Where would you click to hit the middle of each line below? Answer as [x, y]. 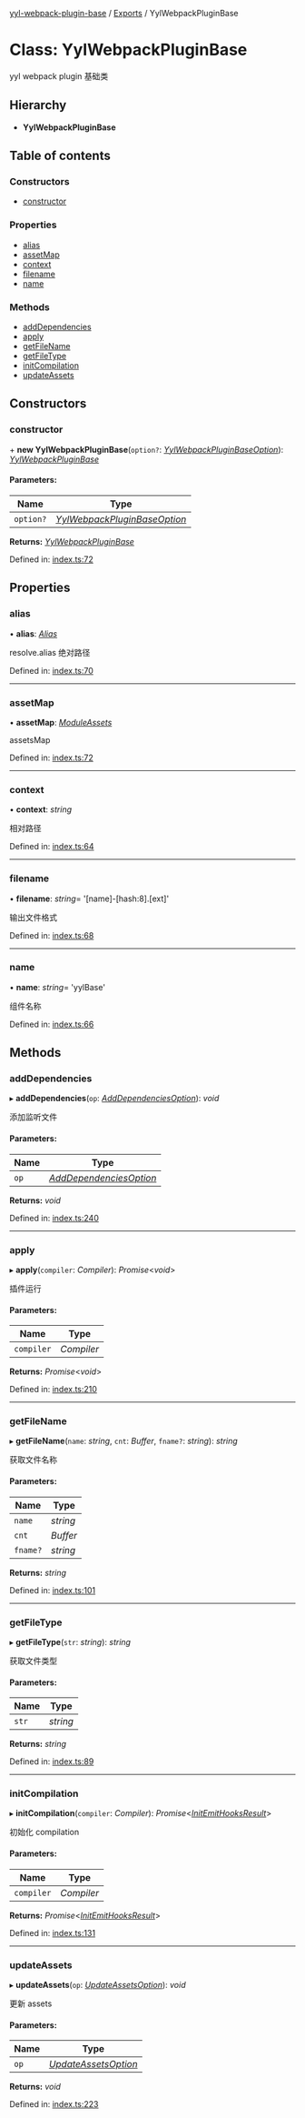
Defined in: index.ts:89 [52, 1762]
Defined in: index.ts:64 [52, 847]
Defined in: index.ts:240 [54, 1218]
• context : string [41, 809]
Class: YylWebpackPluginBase [128, 50]
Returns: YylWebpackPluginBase [72, 541]
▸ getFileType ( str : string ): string [70, 1641]
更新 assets [31, 2003]
